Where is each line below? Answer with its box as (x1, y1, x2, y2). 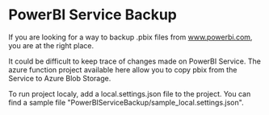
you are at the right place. (8, 40, 95, 50)
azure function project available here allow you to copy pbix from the (8, 64, 237, 74)
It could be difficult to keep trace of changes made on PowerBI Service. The (8, 56, 261, 66)
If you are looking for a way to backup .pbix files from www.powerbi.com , (8, 32, 253, 42)
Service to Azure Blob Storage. (8, 73, 111, 83)
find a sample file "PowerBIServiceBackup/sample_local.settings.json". (8, 97, 244, 107)
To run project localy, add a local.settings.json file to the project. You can (8, 88, 251, 98)
